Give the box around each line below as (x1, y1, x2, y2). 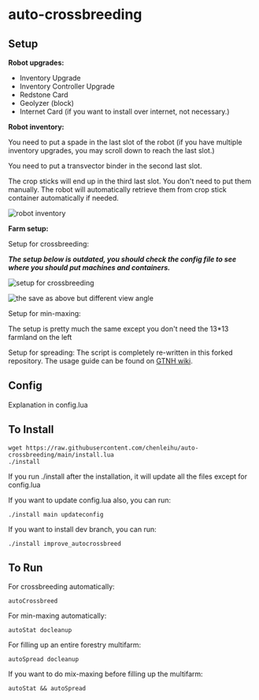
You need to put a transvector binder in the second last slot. (8, 161, 202, 171)
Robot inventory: (8, 122, 65, 131)
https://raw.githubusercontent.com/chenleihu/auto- (25, 444, 199, 452)
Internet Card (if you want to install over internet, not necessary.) (19, 107, 230, 116)
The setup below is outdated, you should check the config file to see (8, 254, 237, 264)
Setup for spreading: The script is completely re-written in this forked (8, 348, 234, 357)
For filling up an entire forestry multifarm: (8, 640, 142, 649)
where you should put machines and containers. (8, 263, 171, 272)
